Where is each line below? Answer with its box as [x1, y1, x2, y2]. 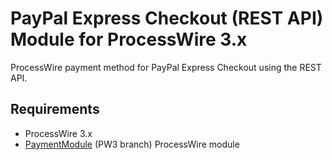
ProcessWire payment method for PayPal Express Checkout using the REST [10, 61, 322, 73]
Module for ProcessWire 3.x [10, 28, 248, 51]
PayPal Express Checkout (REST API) [10, 7, 324, 30]
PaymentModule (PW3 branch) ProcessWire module [24, 138, 240, 150]
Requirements [10, 101, 100, 118]
